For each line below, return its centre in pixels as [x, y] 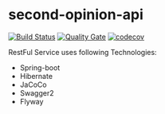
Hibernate [36, 76]
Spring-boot [40, 67]
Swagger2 [37, 92]
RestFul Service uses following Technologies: [82, 52]
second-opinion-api [76, 15]
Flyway [31, 101]
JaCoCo [33, 85]
